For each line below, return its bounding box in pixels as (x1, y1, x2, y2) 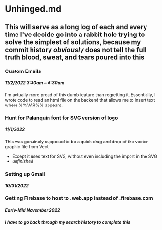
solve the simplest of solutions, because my (5, 38, 141, 46)
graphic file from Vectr (5, 144, 50, 150)
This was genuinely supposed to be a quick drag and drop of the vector (5, 139, 148, 144)
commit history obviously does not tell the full (5, 45, 147, 54)
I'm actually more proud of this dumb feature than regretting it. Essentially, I (5, 92, 156, 98)
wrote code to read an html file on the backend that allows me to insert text (5, 97, 155, 103)
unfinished (12, 159, 33, 164)
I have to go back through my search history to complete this (5, 219, 130, 225)
